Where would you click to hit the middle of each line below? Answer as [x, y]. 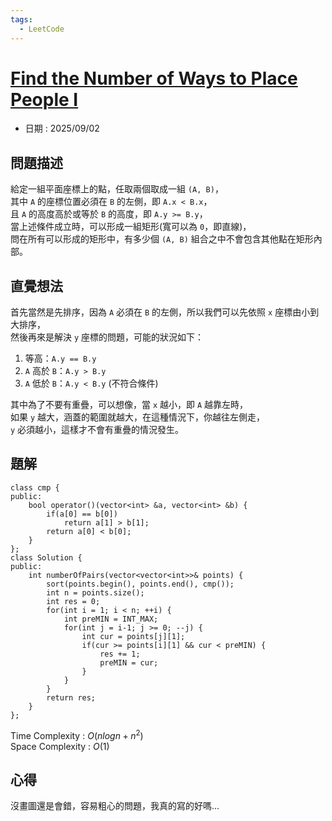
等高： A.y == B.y [60, 358]
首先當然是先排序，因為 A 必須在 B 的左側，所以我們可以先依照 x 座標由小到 [165, 312]
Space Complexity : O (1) [60, 746]
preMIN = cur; [129, 662]
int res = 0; [73, 601]
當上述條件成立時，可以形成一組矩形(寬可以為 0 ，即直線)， [131, 227]
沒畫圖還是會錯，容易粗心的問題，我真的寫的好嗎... [115, 806]
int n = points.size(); [95, 592]
